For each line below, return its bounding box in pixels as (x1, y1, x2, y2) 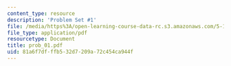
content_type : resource (7, 10, 76, 17)
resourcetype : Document (7, 36, 76, 43)
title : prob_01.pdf (7, 42, 63, 49)
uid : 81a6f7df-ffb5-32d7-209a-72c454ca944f (7, 49, 134, 56)
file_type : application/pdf (7, 29, 88, 36)
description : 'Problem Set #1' (7, 16, 97, 23)
